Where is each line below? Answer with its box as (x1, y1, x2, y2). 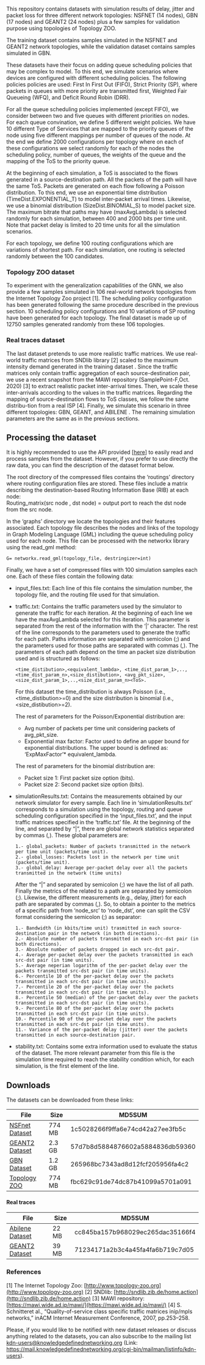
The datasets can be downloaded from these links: (6, 1096, 134, 1103)
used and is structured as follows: (15, 655, 101, 662)
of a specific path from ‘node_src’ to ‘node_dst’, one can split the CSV (15, 907, 190, 914)
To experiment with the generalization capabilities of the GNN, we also (6, 282, 184, 289)
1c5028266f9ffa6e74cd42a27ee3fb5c (70, 1125, 186, 1133)
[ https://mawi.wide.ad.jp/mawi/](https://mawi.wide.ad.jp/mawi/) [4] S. (6, 1301, 182, 1308)
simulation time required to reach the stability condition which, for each (15, 1056, 195, 1063)
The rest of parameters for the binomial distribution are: (15, 763, 156, 770)
